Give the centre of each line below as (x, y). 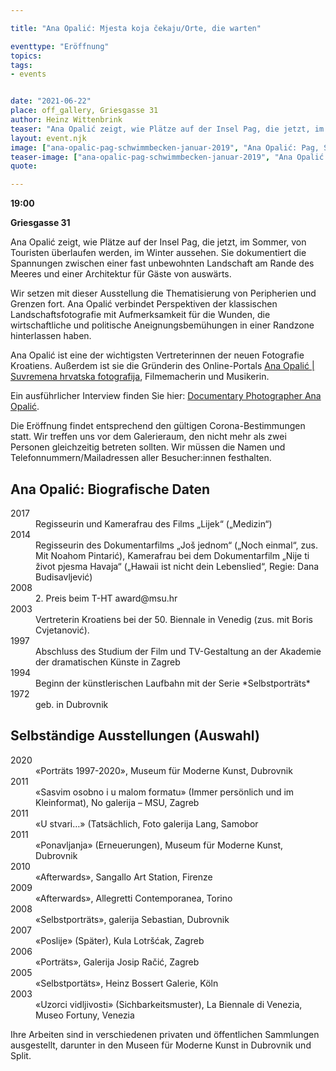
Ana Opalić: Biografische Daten (110, 489)
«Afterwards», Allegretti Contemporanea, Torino (134, 898)
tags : (21, 65)
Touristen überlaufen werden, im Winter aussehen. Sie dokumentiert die (158, 253)
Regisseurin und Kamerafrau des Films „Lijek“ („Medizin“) (154, 523)
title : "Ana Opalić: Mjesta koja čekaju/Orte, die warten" (136, 28)
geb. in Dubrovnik (72, 704)
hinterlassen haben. (51, 336)
